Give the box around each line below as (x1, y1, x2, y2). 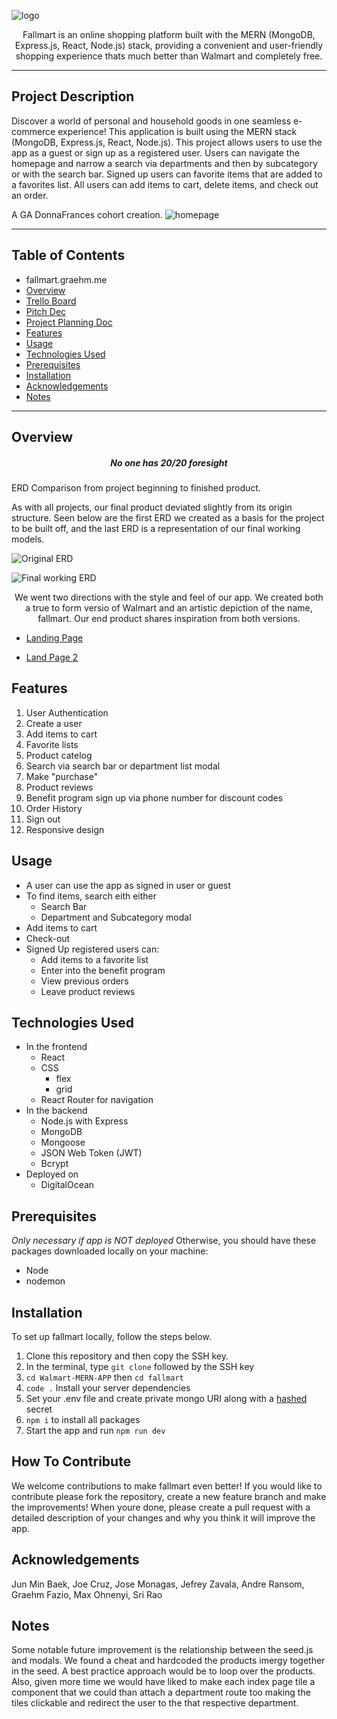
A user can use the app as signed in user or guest (25, 879, 232, 891)
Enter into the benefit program (40, 964, 166, 976)
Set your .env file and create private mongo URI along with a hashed (25, 1393, 308, 1405)
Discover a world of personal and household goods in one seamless (11, 115, 292, 127)
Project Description (11, 88, 135, 105)
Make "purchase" (25, 770, 99, 782)
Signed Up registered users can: (25, 943, 160, 955)
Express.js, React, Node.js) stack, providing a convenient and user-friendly (14, 40, 324, 51)
